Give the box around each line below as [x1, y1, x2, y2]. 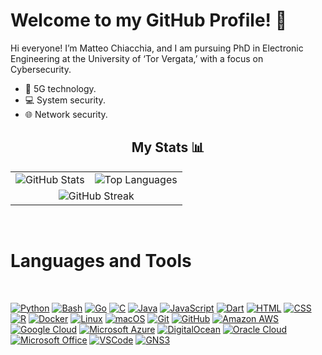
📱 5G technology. [24, 82, 97, 94]
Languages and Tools [10, 249, 192, 272]
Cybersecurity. [10, 63, 72, 75]
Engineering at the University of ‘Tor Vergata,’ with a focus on [10, 52, 264, 64]
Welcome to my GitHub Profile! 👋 [10, 9, 288, 32]
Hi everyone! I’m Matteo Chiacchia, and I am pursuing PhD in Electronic [10, 42, 304, 54]
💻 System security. [24, 94, 106, 106]
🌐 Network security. [24, 108, 108, 120]
